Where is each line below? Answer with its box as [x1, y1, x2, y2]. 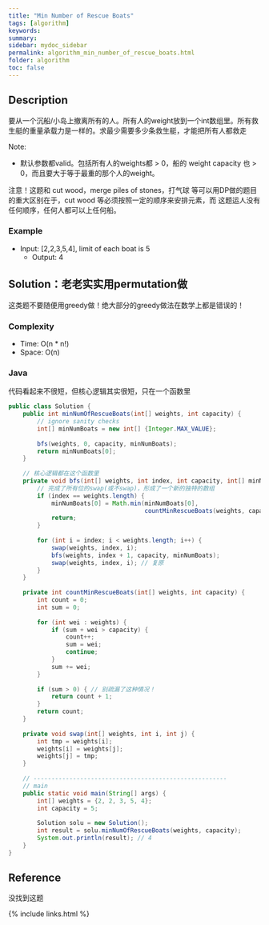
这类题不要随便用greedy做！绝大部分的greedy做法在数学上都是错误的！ [8, 300, 244, 310]
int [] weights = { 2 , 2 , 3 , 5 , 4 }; [37, 797, 152, 805]
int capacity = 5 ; [37, 804, 98, 812]
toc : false [8, 64, 45, 72]
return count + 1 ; [50, 693, 113, 701]
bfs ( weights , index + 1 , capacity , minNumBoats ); [50, 551, 220, 559]
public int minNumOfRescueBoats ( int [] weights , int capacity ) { [22, 410, 242, 418]
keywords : [8, 26, 42, 34]
